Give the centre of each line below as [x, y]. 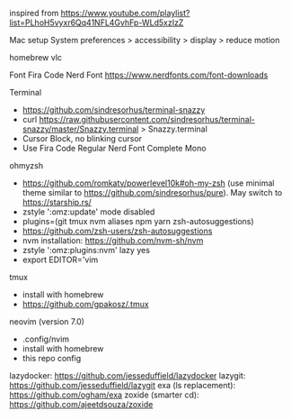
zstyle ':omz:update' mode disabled [88, 212]
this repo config [52, 358]
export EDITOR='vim [60, 260]
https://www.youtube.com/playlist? [125, 13]
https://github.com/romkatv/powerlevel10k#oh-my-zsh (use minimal [149, 183]
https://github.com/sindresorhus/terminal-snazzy [114, 110]
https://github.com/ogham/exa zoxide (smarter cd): [104, 395]
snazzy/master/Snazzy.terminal [80, 129]
